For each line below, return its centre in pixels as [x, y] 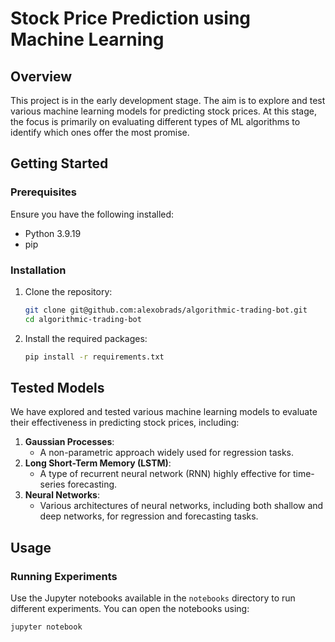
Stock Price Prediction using [131, 18]
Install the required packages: [86, 338]
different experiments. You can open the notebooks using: [130, 609]
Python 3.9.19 [53, 233]
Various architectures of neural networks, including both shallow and [181, 506]
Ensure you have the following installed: [92, 214]
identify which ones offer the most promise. [100, 132]
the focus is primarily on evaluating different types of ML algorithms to [155, 121]
